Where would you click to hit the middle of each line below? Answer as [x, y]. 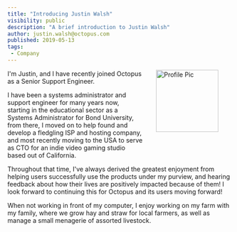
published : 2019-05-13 [41, 40]
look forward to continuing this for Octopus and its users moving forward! [115, 192]
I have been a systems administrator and [67, 95]
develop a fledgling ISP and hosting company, [75, 133]
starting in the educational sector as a [63, 110]
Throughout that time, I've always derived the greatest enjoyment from [111, 169]
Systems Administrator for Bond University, [70, 117]
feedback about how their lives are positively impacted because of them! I [116, 184]
